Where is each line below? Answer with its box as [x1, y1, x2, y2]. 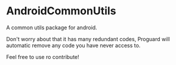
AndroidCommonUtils [6, 4, 116, 18]
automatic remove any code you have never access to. [6, 42, 141, 49]
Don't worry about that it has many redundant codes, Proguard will [6, 35, 170, 42]
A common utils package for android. [6, 24, 97, 31]
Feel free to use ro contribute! [6, 53, 79, 60]
